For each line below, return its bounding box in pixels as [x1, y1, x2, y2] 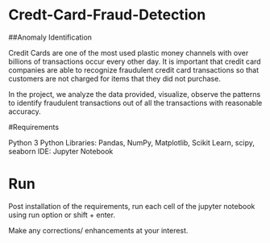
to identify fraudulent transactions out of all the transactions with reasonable [8, 98, 263, 107]
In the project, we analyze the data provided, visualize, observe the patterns [8, 89, 261, 98]
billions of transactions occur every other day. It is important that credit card [8, 57, 261, 66]
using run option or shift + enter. [8, 210, 115, 220]
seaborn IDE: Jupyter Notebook [8, 146, 114, 156]
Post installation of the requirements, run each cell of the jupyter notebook [8, 201, 255, 211]
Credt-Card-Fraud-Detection [8, 6, 206, 24]
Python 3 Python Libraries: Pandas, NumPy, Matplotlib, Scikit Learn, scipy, [8, 137, 255, 147]
